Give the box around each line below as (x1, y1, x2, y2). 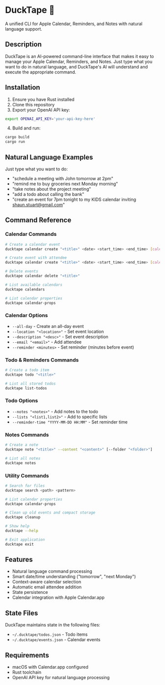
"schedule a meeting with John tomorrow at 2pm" (12, 176, 113, 181)
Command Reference (5, 216, 72, 225)
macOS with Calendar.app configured (12, 664, 88, 670)
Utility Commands (5, 472, 49, 479)
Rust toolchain (12, 669, 42, 675)
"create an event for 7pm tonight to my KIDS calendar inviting (12, 196, 137, 202)
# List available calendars (5, 282, 63, 287)
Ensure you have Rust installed (12, 96, 75, 102)
